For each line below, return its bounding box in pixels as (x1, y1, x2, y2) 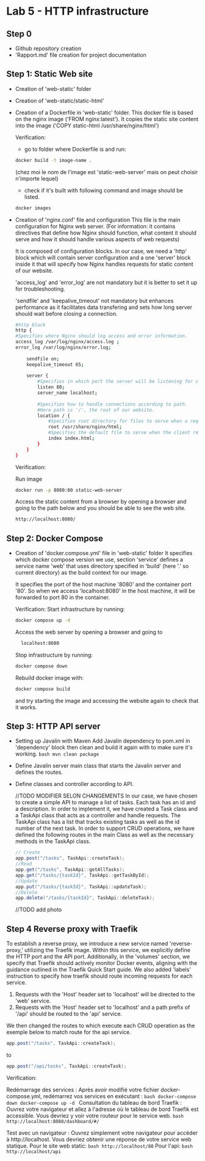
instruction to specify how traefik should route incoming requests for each (6, 972, 193, 980)
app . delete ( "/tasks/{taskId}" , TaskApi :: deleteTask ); (15, 895, 155, 901)
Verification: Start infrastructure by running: (15, 606, 125, 613)
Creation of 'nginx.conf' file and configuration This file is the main (15, 216, 181, 224)
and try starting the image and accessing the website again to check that (15, 697, 199, 704)
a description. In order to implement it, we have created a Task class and (15, 805, 198, 813)
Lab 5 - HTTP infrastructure (6, 4, 149, 18)
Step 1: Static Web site (6, 69, 93, 79)
